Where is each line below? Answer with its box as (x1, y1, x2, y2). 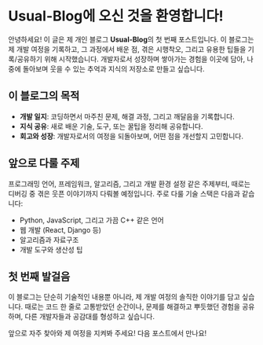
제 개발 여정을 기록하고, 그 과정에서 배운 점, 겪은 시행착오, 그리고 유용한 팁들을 (8, 44, 247, 53)
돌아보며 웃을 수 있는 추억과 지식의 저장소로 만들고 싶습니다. (22, 64, 206, 73)
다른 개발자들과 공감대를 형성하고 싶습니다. (24, 312, 155, 321)
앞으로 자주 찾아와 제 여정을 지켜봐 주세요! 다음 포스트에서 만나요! (8, 328, 207, 338)
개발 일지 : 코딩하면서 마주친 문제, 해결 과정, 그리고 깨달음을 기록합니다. (19, 112, 236, 121)
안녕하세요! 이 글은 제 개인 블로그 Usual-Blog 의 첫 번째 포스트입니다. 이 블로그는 (8, 35, 254, 44)
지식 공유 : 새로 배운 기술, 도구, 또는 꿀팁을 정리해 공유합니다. (19, 121, 203, 130)
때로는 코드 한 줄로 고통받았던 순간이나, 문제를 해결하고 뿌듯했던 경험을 (24, 302, 241, 311)
